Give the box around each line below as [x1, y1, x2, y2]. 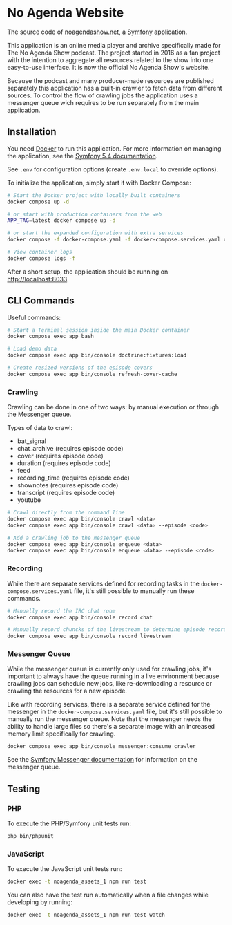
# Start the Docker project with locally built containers [7, 191, 181, 198]
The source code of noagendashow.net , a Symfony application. [7, 28, 188, 36]
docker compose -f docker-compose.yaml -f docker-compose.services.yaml [7, 236, 221, 243]
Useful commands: [7, 313, 61, 321]
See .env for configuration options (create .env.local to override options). [7, 165, 219, 174]
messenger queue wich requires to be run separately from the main [7, 98, 199, 106]
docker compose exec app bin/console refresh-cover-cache [7, 371, 177, 377]
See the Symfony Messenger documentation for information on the [7, 756, 198, 764]
